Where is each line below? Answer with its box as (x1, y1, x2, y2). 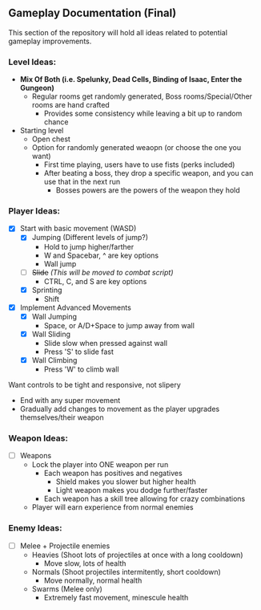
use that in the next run (43, 177, 121, 187)
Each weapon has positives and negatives (43, 469, 183, 478)
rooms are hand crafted (31, 100, 110, 110)
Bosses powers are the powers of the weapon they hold (55, 185, 240, 195)
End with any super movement (19, 395, 121, 405)
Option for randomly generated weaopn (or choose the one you (31, 143, 242, 152)
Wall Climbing (31, 355, 78, 364)
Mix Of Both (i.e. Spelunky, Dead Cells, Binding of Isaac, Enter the (19, 75, 243, 84)
